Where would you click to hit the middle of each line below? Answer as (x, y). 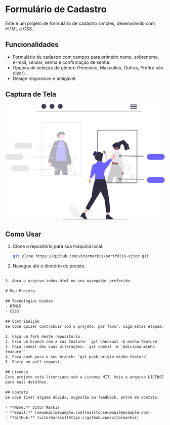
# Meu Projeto (20, 291)
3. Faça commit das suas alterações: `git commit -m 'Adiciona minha (80, 346)
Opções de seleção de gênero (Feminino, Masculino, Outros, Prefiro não (88, 67)
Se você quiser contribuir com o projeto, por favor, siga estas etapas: (85, 326)
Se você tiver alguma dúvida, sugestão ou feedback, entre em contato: (82, 397)
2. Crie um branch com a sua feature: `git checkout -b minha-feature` (82, 341)
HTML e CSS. (19, 28)
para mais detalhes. (27, 382)
